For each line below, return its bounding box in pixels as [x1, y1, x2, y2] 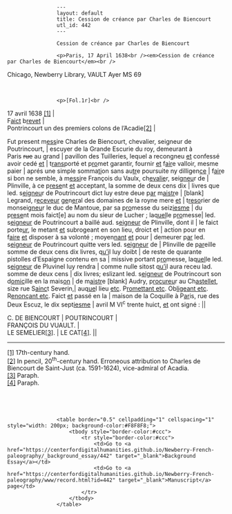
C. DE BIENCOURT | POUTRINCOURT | [7, 313, 117, 322]
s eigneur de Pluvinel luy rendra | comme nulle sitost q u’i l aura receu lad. [7, 262, 213, 270]
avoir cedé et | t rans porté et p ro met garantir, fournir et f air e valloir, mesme [7, 160, 219, 167]
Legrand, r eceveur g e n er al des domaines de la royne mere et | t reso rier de [7, 196, 220, 204]
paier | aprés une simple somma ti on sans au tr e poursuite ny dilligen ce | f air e [7, 167, 225, 175]
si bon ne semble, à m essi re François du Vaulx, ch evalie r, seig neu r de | [7, 174, 209, 182]
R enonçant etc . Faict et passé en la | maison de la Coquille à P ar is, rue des [7, 292, 220, 300]
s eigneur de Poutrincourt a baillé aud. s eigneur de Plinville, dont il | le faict [7, 219, 219, 226]
